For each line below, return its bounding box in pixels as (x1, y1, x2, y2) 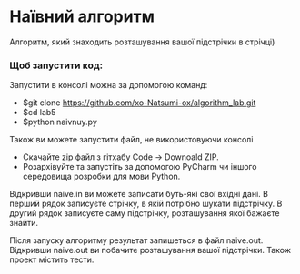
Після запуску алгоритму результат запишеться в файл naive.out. (9, 235, 264, 246)
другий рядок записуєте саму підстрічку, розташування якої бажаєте (9, 208, 280, 219)
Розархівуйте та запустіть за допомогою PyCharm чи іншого (22, 161, 257, 172)
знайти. (9, 218, 39, 229)
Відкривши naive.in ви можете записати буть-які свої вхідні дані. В (9, 189, 268, 200)
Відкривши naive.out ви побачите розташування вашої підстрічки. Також (9, 245, 291, 256)
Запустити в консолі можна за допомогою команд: (9, 80, 208, 91)
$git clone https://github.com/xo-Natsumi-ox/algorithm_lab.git (22, 97, 256, 108)
